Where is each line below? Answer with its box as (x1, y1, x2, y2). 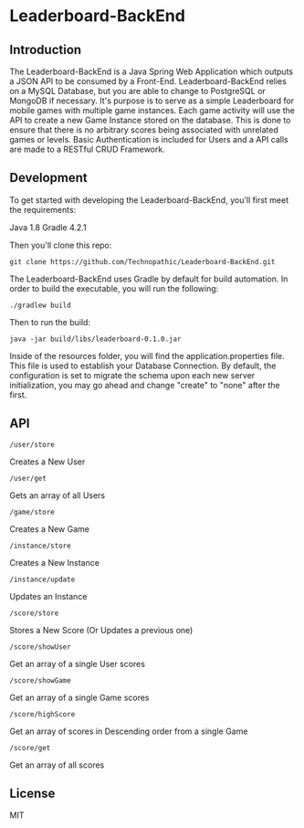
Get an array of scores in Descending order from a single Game (9, 726, 248, 737)
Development (9, 170, 89, 186)
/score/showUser (9, 642, 71, 652)
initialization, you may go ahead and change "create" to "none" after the (9, 379, 280, 390)
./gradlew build (9, 301, 71, 310)
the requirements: (9, 204, 77, 215)
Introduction (9, 42, 82, 58)
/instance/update (9, 575, 76, 584)
